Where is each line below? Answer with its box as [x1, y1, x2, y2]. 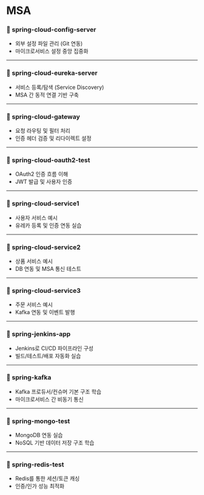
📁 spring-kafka [6, 373, 52, 382]
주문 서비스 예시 [15, 301, 53, 308]
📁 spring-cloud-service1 [6, 199, 80, 208]
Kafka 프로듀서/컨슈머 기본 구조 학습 [15, 388, 102, 395]
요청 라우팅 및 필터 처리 [15, 127, 71, 135]
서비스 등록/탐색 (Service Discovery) [15, 83, 104, 91]
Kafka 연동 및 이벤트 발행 [15, 309, 75, 316]
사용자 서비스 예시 [15, 214, 58, 221]
